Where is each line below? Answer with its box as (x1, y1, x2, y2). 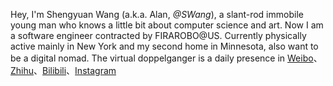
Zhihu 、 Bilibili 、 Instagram (10, 65, 117, 76)
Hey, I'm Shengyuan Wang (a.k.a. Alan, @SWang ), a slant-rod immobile (10, 9, 304, 20)
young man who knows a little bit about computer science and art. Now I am (10, 19, 324, 31)
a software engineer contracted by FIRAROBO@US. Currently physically (10, 30, 307, 41)
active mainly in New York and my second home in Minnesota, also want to (10, 40, 319, 52)
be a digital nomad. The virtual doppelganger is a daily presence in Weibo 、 (10, 52, 323, 64)
